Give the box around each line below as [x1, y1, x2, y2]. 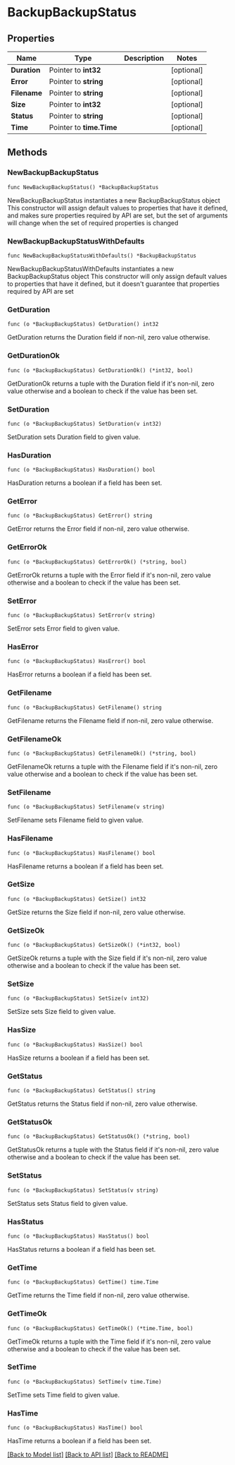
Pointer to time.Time [49, 123, 118, 132]
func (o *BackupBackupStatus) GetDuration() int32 [7, 321, 159, 328]
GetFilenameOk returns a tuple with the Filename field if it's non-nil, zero [7, 762, 218, 770]
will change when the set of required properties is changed [7, 218, 179, 227]
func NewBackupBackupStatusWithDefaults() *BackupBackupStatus [7, 252, 197, 259]
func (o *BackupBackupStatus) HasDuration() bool [7, 467, 156, 474]
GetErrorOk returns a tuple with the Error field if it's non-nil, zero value [7, 570, 211, 579]
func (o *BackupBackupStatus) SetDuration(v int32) [7, 420, 162, 427]
